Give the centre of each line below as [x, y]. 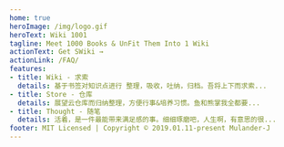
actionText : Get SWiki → [56, 52]
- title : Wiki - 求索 [49, 78]
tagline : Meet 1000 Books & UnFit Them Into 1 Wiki [109, 43]
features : [28, 69]
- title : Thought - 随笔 [55, 111]
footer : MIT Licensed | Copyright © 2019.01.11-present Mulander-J [140, 129]
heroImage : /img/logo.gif [58, 26]
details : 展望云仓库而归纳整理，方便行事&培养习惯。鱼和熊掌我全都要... [139, 103]
